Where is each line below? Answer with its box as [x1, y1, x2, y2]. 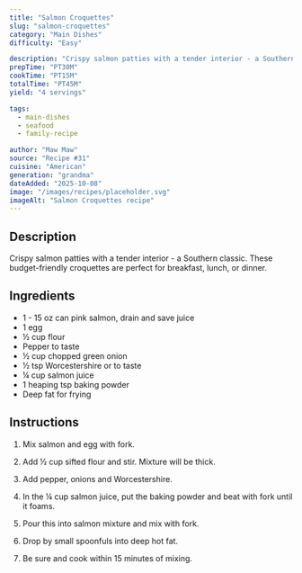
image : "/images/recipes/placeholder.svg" [9, 187, 171, 196]
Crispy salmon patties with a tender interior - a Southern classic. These [9, 253, 273, 264]
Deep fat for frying [22, 389, 92, 399]
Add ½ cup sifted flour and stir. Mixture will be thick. [22, 456, 216, 467]
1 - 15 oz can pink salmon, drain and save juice [22, 312, 195, 323]
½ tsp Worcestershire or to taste [22, 360, 142, 371]
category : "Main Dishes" [9, 30, 102, 39]
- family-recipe [17, 130, 78, 139]
